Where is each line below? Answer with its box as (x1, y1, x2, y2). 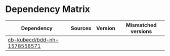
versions (131, 27, 152, 34)
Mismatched (125, 21, 157, 28)
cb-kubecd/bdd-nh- (8, 36, 59, 43)
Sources (70, 24, 92, 31)
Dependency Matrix (5, 3, 90, 15)
